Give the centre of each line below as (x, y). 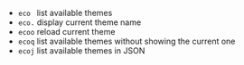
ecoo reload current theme (66, 32)
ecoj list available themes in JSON (81, 51)
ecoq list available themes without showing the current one (127, 41)
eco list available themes (65, 13)
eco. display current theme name (80, 22)
